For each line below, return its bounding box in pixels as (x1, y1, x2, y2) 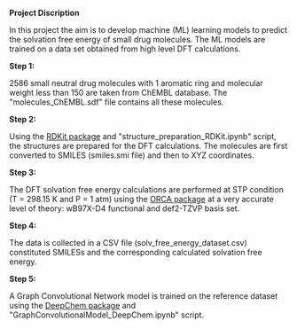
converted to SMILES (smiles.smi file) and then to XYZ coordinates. (9, 150, 254, 161)
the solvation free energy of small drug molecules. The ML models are (9, 35, 266, 44)
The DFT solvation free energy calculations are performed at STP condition (9, 184, 284, 194)
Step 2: (9, 114, 37, 124)
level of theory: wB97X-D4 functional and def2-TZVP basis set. (9, 203, 240, 214)
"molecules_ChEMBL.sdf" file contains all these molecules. (9, 97, 224, 107)
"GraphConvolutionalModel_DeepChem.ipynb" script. (9, 309, 205, 320)
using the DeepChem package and (9, 301, 137, 310)
